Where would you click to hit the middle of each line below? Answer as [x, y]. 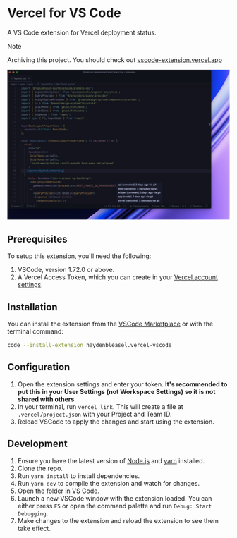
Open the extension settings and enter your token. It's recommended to [122, 384]
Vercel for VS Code [64, 13]
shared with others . [47, 399]
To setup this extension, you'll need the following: [79, 256]
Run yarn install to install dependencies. [78, 476]
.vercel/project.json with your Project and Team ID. [95, 414]
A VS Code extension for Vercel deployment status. [82, 32]
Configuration [39, 367]
